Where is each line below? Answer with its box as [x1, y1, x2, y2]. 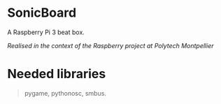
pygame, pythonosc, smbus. [24, 89, 107, 97]
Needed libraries [7, 66, 106, 82]
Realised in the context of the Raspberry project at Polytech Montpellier [7, 41, 214, 50]
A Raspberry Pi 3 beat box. [7, 28, 85, 36]
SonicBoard [7, 5, 77, 21]
